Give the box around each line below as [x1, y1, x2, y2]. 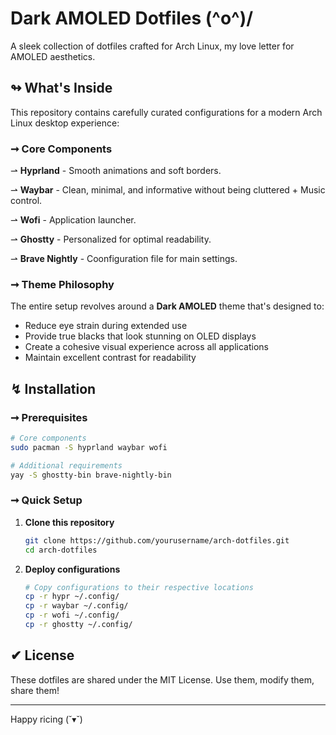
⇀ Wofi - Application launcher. [10, 214, 137, 226]
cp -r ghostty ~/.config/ [24, 620, 133, 630]
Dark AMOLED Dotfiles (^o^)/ [10, 7, 254, 30]
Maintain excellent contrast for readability [24, 352, 197, 364]
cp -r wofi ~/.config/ [24, 610, 120, 621]
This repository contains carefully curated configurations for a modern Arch [10, 106, 323, 118]
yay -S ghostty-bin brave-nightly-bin [10, 470, 172, 480]
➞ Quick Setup [10, 493, 83, 507]
